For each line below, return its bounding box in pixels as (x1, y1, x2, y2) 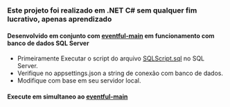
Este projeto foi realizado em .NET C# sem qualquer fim (7, 6, 197, 15)
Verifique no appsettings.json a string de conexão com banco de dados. (17, 69, 224, 78)
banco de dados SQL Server (7, 39, 89, 47)
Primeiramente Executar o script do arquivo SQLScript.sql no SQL (17, 54, 205, 63)
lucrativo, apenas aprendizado (7, 14, 112, 24)
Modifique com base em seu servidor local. (17, 76, 141, 85)
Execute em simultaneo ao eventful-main (7, 92, 128, 101)
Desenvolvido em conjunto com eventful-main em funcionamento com (7, 31, 215, 40)
